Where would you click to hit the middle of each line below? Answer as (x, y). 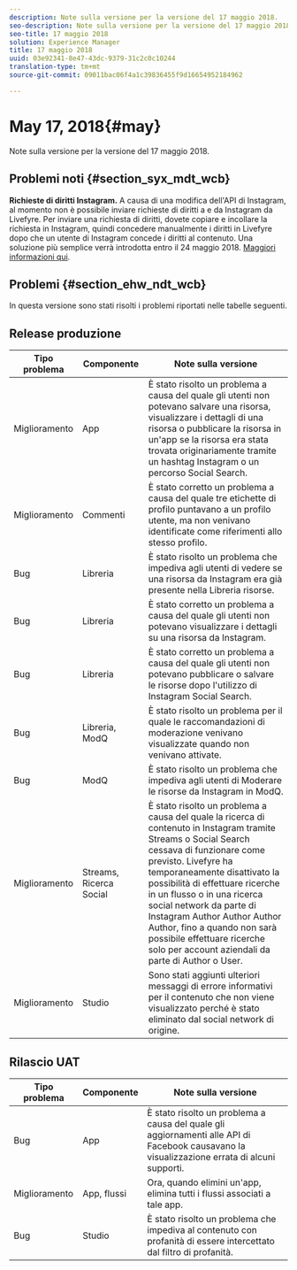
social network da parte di (202, 905)
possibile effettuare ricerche (206, 939)
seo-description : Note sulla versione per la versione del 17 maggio (140, 26)
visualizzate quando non (199, 744)
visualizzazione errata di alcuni (211, 1157)
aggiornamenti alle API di (199, 1135)
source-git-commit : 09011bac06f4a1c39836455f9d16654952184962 (126, 75)
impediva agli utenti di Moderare (215, 781)
